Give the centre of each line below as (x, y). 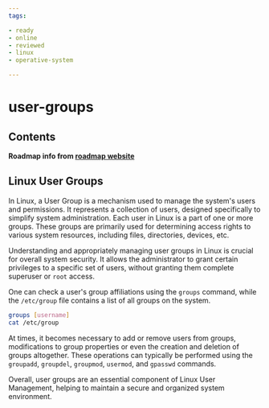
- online (23, 38)
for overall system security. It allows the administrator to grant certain (123, 259)
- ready (21, 30)
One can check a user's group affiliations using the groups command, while (132, 291)
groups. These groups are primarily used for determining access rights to (130, 226)
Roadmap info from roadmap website (71, 156)
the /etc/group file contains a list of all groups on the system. (110, 300)
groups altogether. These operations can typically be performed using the (130, 355)
